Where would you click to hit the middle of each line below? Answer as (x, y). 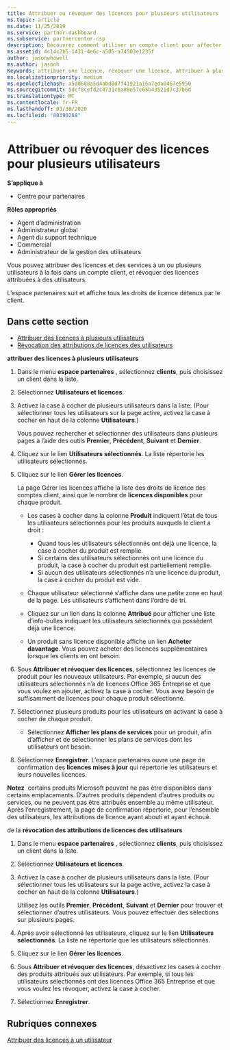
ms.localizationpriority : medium (55, 77)
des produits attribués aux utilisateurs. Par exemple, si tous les (105, 974)
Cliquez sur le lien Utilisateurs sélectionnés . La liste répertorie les (111, 454)
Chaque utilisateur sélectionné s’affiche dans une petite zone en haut (125, 593)
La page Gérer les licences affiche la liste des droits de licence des (112, 488)
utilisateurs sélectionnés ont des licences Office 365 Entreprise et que (116, 982)
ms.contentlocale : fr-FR (42, 103)
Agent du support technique (57, 237)
